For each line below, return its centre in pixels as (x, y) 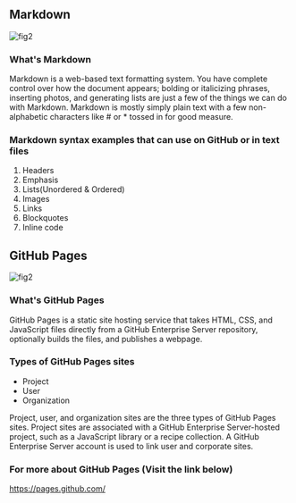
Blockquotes (45, 218)
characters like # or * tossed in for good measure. (142, 117)
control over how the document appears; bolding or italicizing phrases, (140, 88)
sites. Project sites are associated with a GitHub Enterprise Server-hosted (144, 427)
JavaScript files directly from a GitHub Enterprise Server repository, (134, 329)
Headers (38, 171)
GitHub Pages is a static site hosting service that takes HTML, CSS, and (141, 320)
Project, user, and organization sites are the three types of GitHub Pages (143, 417)
